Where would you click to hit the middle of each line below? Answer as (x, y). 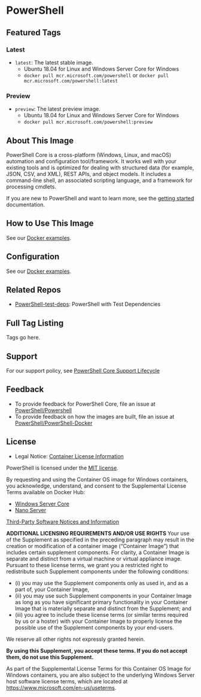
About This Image (40, 140)
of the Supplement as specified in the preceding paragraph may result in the (100, 540)
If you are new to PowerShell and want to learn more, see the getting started (100, 198)
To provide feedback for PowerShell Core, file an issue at (85, 404)
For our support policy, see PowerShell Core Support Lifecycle (83, 371)
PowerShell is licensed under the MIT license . (62, 468)
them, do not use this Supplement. (50, 657)
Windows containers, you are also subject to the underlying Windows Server (100, 675)
